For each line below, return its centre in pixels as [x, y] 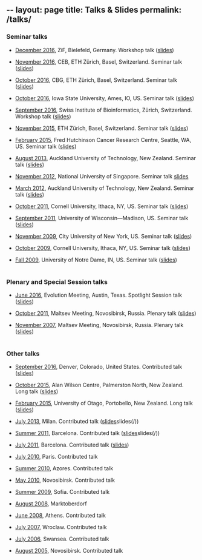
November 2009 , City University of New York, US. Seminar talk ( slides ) [103, 236]
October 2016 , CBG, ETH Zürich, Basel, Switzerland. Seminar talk [96, 80]
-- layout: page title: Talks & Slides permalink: [94, 10]
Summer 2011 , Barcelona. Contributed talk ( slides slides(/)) [87, 433]
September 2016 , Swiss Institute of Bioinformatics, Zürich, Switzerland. [103, 110]
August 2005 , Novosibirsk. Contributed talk [69, 551]
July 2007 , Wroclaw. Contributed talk [61, 527]
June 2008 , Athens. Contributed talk [60, 516]
